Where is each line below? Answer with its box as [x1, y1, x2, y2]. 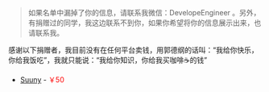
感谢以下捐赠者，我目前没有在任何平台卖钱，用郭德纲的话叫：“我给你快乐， [8, 45, 259, 55]
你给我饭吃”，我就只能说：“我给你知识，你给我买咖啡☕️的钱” [8, 56, 208, 65]
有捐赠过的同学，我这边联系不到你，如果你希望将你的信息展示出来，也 [27, 18, 262, 27]
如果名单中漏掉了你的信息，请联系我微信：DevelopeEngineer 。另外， [27, 8, 261, 17]
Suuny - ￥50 [19, 75, 64, 84]
